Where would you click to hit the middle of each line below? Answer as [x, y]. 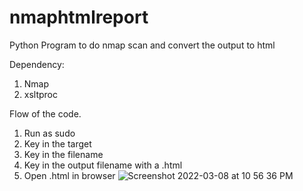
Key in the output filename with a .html [103, 165]
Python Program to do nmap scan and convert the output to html [142, 45]
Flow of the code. [45, 113]
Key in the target [57, 143]
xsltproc [41, 94]
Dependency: [37, 64]
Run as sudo [49, 133]
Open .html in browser [69, 175]
